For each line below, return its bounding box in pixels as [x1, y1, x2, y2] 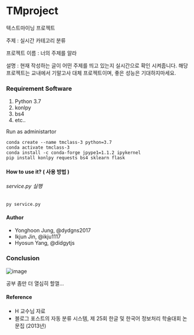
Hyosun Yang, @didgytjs [14, 239, 75, 247]
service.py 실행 [6, 183, 43, 190]
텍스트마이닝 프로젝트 [6, 24, 55, 31]
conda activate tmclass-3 [6, 144, 70, 151]
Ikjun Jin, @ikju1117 [14, 233, 61, 240]
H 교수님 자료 [14, 307, 46, 314]
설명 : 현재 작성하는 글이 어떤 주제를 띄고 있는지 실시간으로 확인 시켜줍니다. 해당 [6, 62, 189, 69]
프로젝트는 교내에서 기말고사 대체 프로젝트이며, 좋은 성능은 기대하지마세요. [6, 69, 176, 76]
